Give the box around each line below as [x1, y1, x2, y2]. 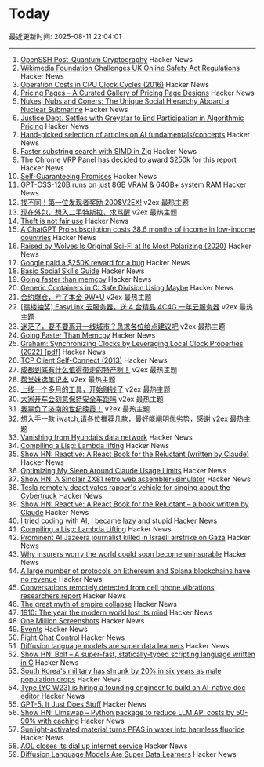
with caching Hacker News [37, 716, 125, 725]
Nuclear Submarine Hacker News [20, 104, 128, 114]
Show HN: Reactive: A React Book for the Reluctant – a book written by [20, 499, 249, 509]
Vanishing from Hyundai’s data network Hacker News [20, 433, 193, 442]
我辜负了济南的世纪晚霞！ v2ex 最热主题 [20, 404, 150, 413]
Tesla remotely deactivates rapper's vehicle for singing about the [20, 482, 230, 491]
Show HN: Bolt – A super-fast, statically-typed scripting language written [20, 649, 255, 659]
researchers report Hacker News [20, 590, 127, 601]
